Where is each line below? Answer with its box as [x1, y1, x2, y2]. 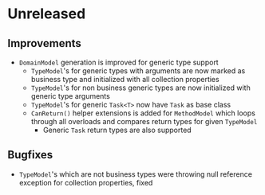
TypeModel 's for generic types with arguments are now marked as [30, 66, 246, 76]
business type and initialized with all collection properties [30, 75, 220, 84]
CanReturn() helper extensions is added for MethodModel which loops [30, 108, 256, 118]
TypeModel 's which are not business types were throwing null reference [18, 169, 253, 179]
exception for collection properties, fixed [18, 177, 153, 187]
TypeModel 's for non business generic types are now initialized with [30, 83, 251, 92]
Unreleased [7, 5, 86, 23]
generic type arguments [30, 92, 111, 100]
